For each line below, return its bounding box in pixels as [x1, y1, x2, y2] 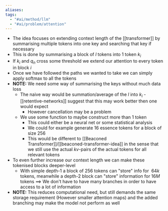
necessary [12, 46, 35, 52]
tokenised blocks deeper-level [12, 162, 76, 168]
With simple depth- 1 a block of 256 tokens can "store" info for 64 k [20, 168, 160, 174]
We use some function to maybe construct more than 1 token [20, 114, 147, 120]
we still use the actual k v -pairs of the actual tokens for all [27, 146, 147, 152]
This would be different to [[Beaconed [27, 135, 107, 141]
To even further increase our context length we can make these [12, 157, 145, 163]
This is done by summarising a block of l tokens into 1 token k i [12, 51, 141, 59]
